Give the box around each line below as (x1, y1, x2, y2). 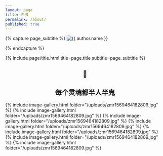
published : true (5, 21, 39, 27)
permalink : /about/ (5, 17, 47, 22)
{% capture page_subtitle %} (5, 35, 66, 42)
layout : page (5, 7, 33, 13)
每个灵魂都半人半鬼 (55, 88, 115, 97)
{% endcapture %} (5, 45, 45, 51)
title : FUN (5, 12, 28, 17)
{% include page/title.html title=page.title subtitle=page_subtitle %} (5, 55, 146, 61)
